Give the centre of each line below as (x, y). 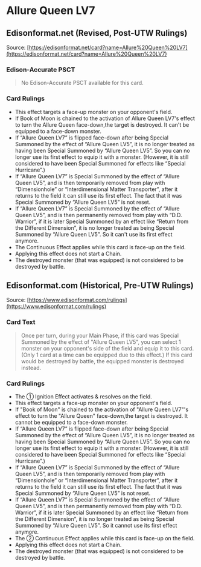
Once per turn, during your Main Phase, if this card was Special (100, 335)
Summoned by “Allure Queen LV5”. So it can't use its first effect (94, 234)
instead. (31, 367)
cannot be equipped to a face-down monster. (71, 422)
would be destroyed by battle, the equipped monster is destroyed (102, 361)
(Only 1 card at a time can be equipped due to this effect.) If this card (107, 355)
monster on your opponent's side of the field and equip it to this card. (107, 348)
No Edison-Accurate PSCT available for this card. (82, 83)
